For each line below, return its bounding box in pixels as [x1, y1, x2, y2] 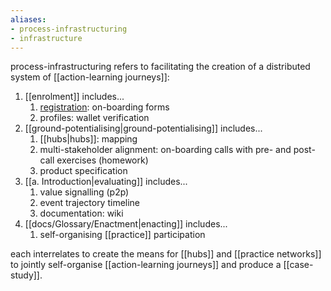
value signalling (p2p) [39, 186, 130, 198]
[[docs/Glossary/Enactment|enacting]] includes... [24, 218, 228, 230]
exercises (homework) [56, 154, 149, 166]
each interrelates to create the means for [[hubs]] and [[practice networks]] [10, 248, 322, 260]
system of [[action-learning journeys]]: [10, 71, 170, 83]
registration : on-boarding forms [39, 101, 170, 113]
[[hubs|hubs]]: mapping [39, 133, 138, 145]
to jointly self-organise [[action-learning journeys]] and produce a [10, 259, 282, 271]
